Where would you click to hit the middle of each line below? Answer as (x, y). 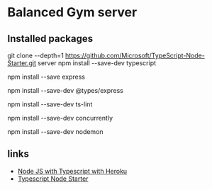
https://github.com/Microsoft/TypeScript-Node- (135, 55)
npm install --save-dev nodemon (56, 132)
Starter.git (22, 63)
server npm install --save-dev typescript (97, 63)
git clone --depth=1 (35, 55)
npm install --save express (46, 77)
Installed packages (50, 39)
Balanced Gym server (72, 12)
